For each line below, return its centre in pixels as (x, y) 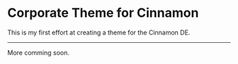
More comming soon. (38, 52)
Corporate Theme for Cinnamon (103, 13)
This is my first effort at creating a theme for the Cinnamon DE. (99, 32)
